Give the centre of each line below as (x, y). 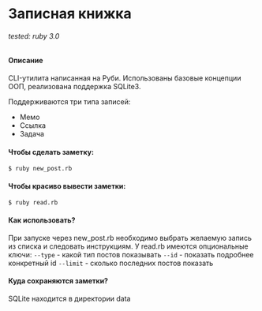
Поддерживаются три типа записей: (69, 102)
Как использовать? (42, 220)
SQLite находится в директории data (69, 298)
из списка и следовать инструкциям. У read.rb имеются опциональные (128, 246)
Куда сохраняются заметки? (58, 281)
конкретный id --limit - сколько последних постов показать (111, 263)
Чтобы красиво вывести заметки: (67, 185)
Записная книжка (70, 14)
